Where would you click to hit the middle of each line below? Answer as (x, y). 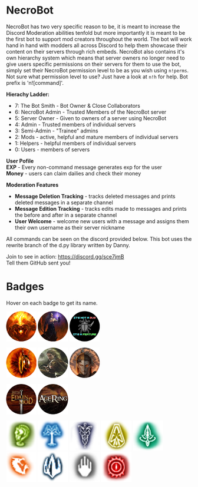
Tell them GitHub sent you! (38, 263)
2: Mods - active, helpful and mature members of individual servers (96, 137)
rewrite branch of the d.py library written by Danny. (68, 245)
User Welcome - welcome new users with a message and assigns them (102, 221)
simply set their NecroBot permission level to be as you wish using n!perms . (98, 70)
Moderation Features (32, 185)
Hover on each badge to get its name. (52, 303)
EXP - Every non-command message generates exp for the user (84, 167)
